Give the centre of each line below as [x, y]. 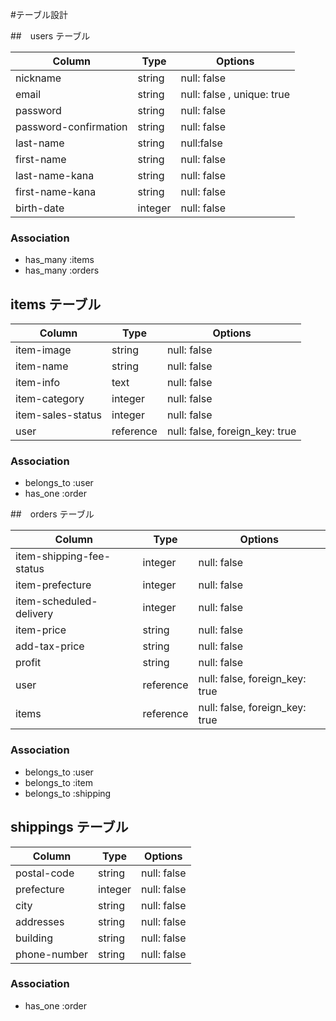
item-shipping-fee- [63, 556]
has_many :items [59, 260]
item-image [43, 350]
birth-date [40, 208]
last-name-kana [55, 175]
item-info [38, 383]
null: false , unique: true [235, 94]
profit [28, 663]
